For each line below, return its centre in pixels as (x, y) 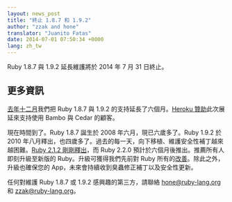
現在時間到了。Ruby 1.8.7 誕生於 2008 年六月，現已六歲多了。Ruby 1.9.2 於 (115, 132)
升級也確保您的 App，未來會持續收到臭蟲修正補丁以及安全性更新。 (102, 167)
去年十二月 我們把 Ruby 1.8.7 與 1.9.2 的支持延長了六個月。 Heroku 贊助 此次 (113, 109)
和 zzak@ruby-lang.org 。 (43, 191)
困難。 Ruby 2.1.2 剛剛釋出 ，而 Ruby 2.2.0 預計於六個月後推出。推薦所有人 (118, 150)
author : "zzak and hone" (43, 26)
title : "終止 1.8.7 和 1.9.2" (49, 20)
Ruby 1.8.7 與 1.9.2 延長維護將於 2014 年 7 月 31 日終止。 (88, 67)
